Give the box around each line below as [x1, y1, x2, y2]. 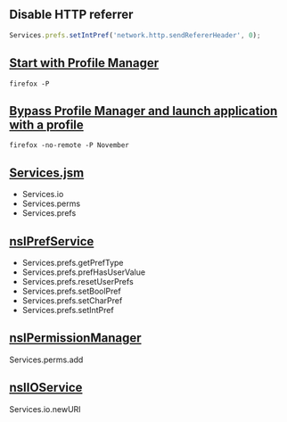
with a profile [9, 117, 85, 132]
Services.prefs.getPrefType [21, 257, 124, 268]
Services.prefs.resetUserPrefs [21, 276, 134, 286]
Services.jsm [9, 165, 85, 180]
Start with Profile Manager [9, 55, 159, 70]
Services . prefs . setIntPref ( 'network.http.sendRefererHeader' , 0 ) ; [9, 30, 261, 39]
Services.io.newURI [9, 403, 82, 414]
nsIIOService [9, 380, 83, 395]
